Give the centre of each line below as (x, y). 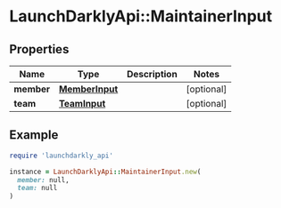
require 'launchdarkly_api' (62, 156)
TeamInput (82, 104)
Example (34, 135)
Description (152, 74)
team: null (37, 188)
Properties (39, 49)
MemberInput (88, 89)
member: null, (43, 180)
